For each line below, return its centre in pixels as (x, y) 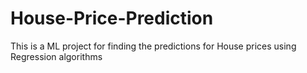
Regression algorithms (56, 56)
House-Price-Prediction (112, 18)
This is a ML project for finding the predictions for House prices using (153, 46)
